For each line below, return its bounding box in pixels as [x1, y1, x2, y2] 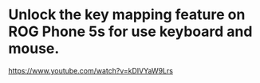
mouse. [8, 40, 60, 57]
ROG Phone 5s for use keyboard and [8, 22, 253, 41]
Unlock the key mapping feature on [8, 6, 246, 24]
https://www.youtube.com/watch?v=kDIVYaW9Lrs [8, 65, 174, 75]
